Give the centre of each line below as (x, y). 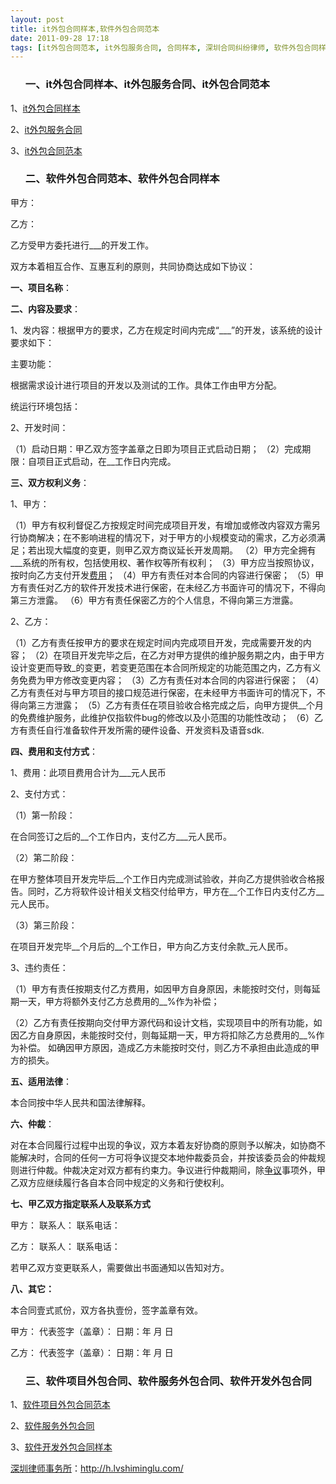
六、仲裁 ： (32, 1123)
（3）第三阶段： (44, 925)
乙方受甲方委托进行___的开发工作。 (82, 245)
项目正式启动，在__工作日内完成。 (106, 461)
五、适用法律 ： (41, 1081)
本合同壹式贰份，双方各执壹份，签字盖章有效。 (106, 1310)
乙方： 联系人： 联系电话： (65, 1246)
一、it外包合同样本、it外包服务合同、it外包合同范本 (147, 84)
